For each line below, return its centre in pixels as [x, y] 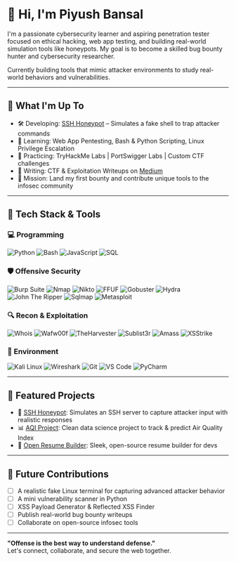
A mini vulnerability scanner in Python [72, 499]
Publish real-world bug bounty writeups [75, 515]
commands [34, 133]
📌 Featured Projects [51, 395]
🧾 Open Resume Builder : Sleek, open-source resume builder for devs [117, 445]
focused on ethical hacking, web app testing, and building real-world [107, 41]
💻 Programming [36, 235]
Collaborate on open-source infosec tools [78, 523]
